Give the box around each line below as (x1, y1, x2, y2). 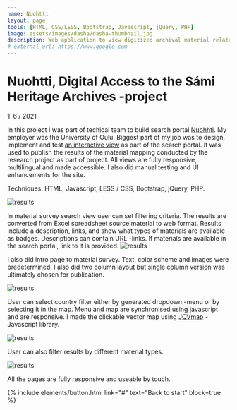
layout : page (7, 17, 46, 24)
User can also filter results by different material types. (7, 347, 164, 356)
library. (39, 320, 60, 328)
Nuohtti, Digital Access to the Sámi (7, 73, 215, 90)
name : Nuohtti (7, 10, 49, 18)
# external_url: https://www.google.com (7, 43, 128, 50)
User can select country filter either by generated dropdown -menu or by (7, 297, 220, 306)
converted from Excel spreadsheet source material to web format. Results (7, 219, 222, 227)
